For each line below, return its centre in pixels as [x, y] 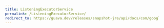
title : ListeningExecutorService [39, 9]
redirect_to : [18, 18]
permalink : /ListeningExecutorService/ [46, 14]
